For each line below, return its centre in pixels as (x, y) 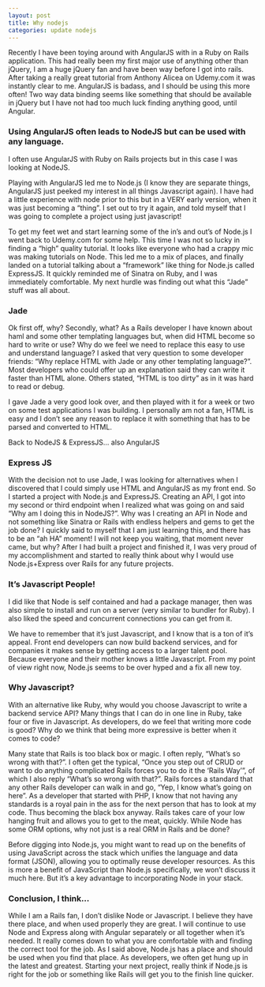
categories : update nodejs (52, 30)
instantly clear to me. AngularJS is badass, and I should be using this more (129, 86)
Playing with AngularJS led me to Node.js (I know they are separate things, (129, 182)
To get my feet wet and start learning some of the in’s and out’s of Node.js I (130, 231)
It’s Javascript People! (52, 584)
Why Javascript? (41, 688)
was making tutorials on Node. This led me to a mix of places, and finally (126, 257)
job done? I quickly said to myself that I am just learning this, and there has (129, 531)
